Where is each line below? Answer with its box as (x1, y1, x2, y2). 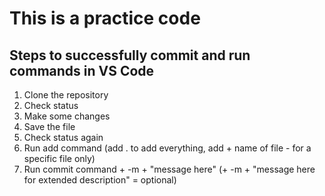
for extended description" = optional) (23, 174, 177, 186)
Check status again (23, 132, 104, 143)
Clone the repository (23, 89, 109, 101)
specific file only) (23, 153, 96, 164)
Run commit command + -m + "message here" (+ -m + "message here (23, 163, 316, 175)
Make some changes (23, 110, 111, 122)
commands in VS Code (9, 62, 155, 79)
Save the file (23, 121, 76, 132)
